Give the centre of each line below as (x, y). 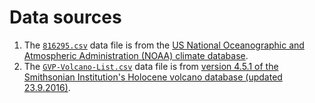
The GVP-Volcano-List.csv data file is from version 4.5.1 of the (151, 66)
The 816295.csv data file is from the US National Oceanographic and (164, 45)
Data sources (65, 17)
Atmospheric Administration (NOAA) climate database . (136, 55)
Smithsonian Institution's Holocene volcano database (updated (153, 77)
